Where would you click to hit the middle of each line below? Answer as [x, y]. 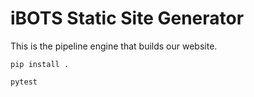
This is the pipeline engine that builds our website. [114, 46]
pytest [24, 82]
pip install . [40, 64]
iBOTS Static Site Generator [127, 18]
